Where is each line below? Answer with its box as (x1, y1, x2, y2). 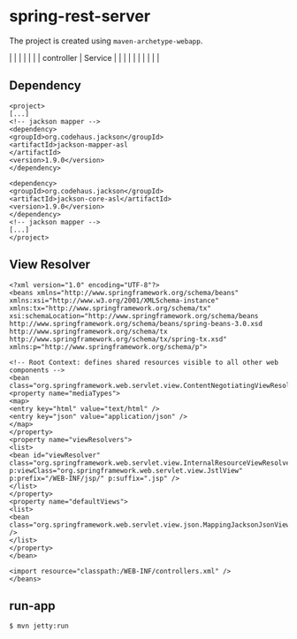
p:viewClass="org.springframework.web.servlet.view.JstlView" (9, 466, 243, 475)
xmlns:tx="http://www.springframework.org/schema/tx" (9, 303, 212, 313)
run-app (9, 598, 56, 613)
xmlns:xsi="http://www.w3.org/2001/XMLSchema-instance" (9, 296, 219, 305)
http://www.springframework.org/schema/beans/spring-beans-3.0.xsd (9, 319, 263, 328)
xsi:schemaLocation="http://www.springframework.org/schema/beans (9, 311, 259, 320)
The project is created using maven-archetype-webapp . (9, 35, 203, 46)
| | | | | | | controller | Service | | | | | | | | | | (9, 52, 160, 63)
